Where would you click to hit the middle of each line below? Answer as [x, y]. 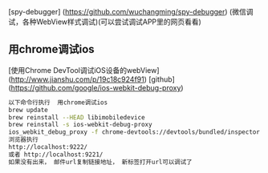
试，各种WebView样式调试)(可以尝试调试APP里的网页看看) [105, 22]
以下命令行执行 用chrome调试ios [58, 103]
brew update [28, 110]
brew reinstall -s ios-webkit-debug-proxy [80, 125]
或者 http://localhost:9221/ [56, 155]
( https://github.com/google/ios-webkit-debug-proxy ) [96, 87]
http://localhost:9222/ [48, 147]
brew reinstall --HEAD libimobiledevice [77, 117]
